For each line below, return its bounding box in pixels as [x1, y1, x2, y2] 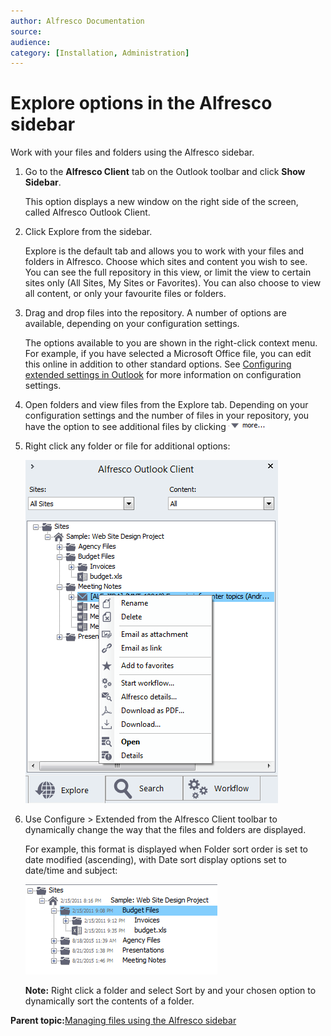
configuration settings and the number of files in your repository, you [24, 410, 310, 422]
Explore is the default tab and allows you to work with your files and [24, 245, 305, 257]
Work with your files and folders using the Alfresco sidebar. [10, 146, 255, 159]
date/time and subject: [24, 865, 118, 877]
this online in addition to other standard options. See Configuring [24, 358, 292, 370]
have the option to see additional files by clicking [24, 421, 227, 433]
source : [10, 26, 43, 37]
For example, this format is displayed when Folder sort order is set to [24, 843, 308, 855]
